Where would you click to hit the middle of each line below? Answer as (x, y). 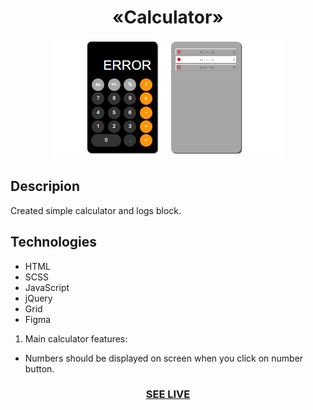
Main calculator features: (76, 338)
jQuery (38, 298)
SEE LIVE (168, 394)
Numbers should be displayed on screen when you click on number (164, 358)
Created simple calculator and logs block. (96, 210)
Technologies (54, 242)
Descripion (45, 186)
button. (39, 368)
